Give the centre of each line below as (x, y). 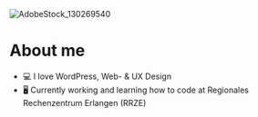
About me (47, 51)
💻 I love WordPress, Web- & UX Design (97, 76)
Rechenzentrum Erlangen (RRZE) (84, 102)
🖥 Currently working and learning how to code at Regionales (135, 90)
